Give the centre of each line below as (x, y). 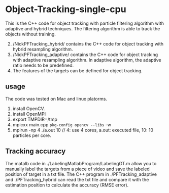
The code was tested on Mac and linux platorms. (56, 99)
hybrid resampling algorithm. (43, 49)
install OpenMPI (29, 114)
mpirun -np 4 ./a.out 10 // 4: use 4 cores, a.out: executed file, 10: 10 (83, 130)
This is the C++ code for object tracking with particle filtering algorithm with (84, 23)
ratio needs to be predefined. (43, 65)
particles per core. (32, 135)
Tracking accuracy (36, 151)
